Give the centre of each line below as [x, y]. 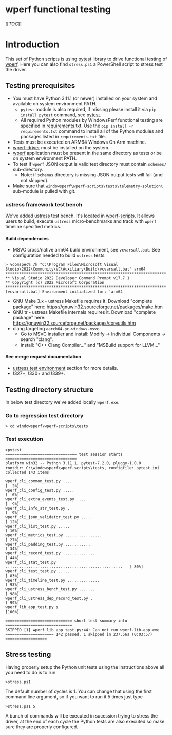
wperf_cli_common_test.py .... [39, 481]
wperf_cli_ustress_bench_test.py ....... [50, 589]
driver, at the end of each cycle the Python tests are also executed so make [85, 721]
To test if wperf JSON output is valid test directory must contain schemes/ [90, 164]
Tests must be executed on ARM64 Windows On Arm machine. [79, 142]
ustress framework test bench [44, 204]
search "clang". [37, 339]
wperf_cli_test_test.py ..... [38, 571]
